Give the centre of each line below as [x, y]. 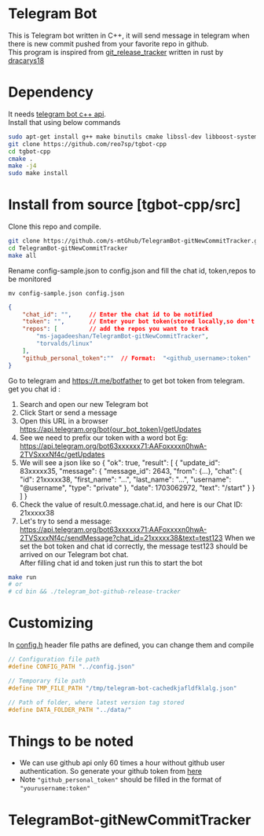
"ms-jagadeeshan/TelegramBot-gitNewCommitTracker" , [123, 336]
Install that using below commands [64, 122]
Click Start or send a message [68, 412]
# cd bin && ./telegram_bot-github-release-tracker [94, 592]
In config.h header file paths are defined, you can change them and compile [131, 645]
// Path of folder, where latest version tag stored [96, 702]
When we [240, 537]
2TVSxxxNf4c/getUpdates [62, 454]
